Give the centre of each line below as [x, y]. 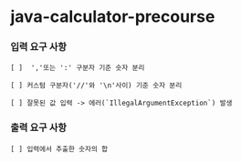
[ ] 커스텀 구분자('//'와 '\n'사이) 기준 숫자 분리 [96, 86]
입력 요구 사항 [39, 47]
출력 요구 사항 [39, 127]
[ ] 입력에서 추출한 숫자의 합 [59, 149]
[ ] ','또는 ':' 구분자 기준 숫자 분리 [78, 68]
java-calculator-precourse [113, 17]
